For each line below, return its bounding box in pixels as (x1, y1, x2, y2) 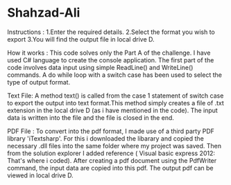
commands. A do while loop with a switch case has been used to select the (7, 71, 222, 79)
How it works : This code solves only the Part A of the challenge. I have (7, 49, 211, 57)
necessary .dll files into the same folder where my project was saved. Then (7, 141, 222, 150)
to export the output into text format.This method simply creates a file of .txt (7, 98, 224, 107)
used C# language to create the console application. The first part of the (7, 55, 214, 64)
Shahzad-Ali (7, 5, 80, 21)
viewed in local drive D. (7, 171, 74, 179)
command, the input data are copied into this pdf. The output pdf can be (7, 164, 214, 172)
